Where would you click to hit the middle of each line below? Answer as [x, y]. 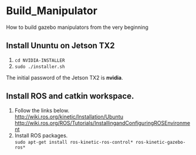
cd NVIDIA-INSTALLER [40, 60]
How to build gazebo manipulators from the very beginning [77, 27]
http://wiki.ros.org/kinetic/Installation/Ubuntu [69, 117]
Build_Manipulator [52, 11]
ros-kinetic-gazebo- [161, 142]
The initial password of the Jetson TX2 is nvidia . [65, 77]
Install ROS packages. [41, 135]
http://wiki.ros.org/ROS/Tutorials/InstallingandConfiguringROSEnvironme [102, 123]
